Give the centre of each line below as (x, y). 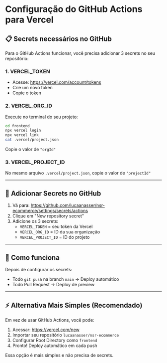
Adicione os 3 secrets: (35, 221)
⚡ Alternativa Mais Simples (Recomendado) (74, 305)
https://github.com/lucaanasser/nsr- (68, 205)
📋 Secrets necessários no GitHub (58, 39)
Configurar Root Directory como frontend (55, 340)
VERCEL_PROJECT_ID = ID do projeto (55, 237)
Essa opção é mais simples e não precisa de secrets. (59, 355)
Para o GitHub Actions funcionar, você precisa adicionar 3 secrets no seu (80, 53)
